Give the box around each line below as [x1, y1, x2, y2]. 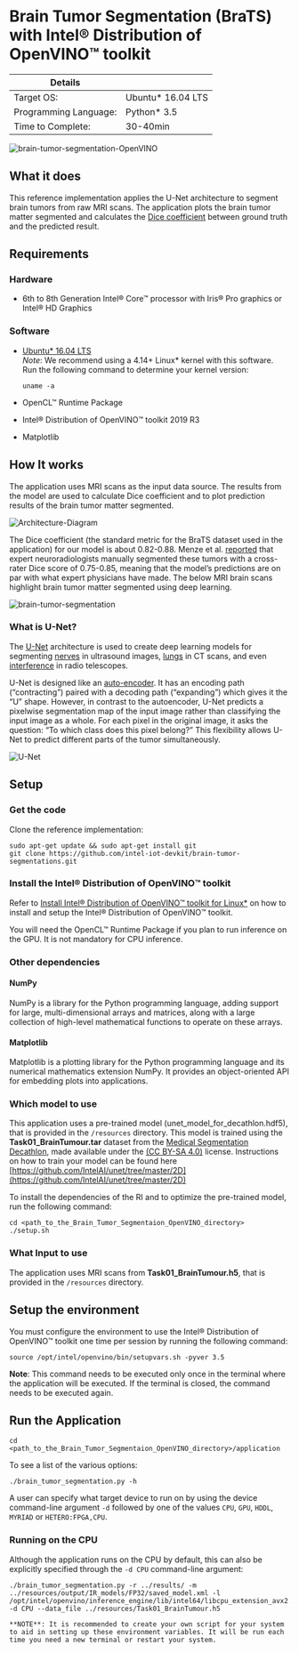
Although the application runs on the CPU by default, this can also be [9, 1554, 263, 1565]
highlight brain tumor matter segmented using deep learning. [9, 581, 233, 593]
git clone [9, 849, 46, 858]
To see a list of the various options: [9, 1460, 138, 1471]
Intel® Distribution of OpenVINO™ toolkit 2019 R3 [21, 414, 200, 424]
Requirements [9, 246, 89, 262]
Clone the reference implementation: [9, 824, 144, 835]
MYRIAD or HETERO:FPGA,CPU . [9, 1512, 108, 1522]
